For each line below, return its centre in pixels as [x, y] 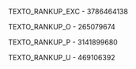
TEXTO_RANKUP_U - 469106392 [62, 57]
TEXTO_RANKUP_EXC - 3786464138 [68, 11]
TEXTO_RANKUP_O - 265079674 [62, 27]
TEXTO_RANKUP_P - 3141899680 [63, 42]
